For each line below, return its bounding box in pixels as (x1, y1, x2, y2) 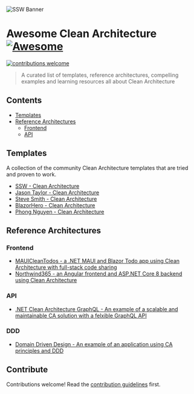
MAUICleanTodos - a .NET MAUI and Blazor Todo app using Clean (15, 257, 180, 265)
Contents (6, 95, 42, 106)
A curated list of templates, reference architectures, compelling (21, 71, 179, 79)
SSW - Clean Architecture (15, 182, 80, 190)
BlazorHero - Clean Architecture (15, 201, 95, 208)
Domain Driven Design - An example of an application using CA (15, 340, 173, 347)
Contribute (6, 364, 48, 375)
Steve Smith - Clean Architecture (15, 195, 97, 202)
